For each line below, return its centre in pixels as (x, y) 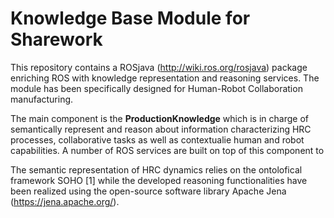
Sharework (56, 39)
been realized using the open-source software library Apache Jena (148, 191)
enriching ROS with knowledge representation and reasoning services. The (165, 78)
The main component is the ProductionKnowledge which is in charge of (159, 118)
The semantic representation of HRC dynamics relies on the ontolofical (156, 169)
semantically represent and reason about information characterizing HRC (161, 129)
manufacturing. (42, 99)
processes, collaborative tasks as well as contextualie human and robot (157, 139)
